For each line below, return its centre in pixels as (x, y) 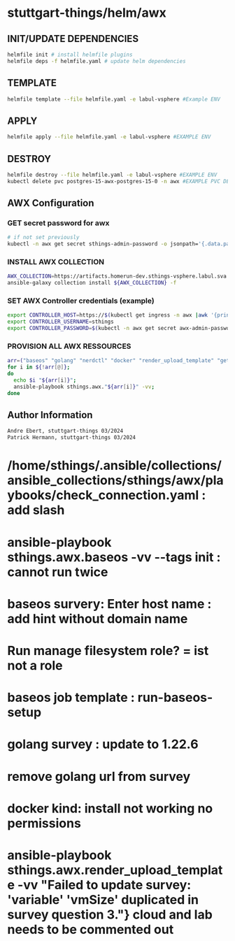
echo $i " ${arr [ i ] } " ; (45, 380)
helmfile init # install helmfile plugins (70, 55)
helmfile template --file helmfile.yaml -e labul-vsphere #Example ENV (114, 99)
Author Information (50, 415)
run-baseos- (175, 698)
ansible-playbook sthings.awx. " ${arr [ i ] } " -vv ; (84, 387)
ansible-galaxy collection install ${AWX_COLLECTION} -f (92, 283)
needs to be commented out (91, 929)
